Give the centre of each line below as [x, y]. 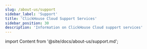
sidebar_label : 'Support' [31, 14]
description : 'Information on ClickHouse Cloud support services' [74, 28]
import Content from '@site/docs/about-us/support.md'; [62, 41]
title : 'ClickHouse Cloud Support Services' [51, 18]
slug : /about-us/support [30, 9]
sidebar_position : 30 [27, 23]
